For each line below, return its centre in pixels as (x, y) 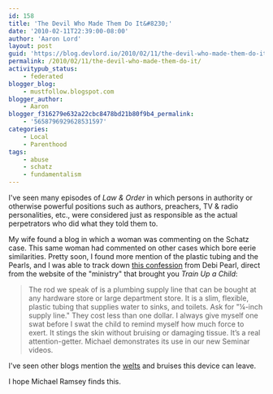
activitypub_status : (43, 69)
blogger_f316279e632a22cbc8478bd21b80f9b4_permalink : (102, 115)
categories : (28, 129)
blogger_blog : (32, 84)
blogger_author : (36, 99)
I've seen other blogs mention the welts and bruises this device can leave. (132, 366)
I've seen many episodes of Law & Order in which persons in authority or (131, 197)
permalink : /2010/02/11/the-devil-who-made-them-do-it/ (105, 62)
